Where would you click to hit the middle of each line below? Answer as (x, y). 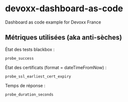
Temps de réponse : (25, 85)
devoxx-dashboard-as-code (64, 9)
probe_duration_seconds (29, 94)
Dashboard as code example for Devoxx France (53, 22)
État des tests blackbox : (30, 49)
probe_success (20, 58)
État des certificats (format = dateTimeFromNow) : (56, 67)
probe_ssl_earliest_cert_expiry (38, 76)
